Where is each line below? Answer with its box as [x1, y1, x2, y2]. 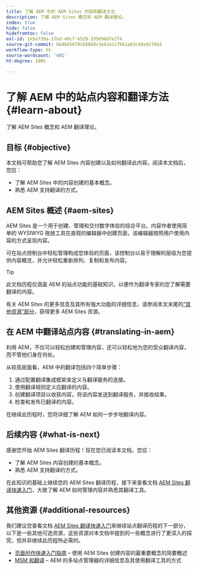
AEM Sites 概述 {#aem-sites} [6, 205, 114, 215]
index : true [6, 19, 35, 25]
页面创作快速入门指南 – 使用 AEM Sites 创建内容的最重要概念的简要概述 [14, 549, 187, 556]
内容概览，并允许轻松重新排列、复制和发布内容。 [11, 257, 130, 264]
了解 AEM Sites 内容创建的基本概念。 [14, 459, 105, 466]
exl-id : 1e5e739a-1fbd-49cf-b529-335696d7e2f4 [6, 36, 123, 42]
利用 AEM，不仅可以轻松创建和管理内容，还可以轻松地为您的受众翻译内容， [6, 343, 190, 351]
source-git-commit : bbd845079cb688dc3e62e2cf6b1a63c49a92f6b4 [6, 42, 162, 48]
